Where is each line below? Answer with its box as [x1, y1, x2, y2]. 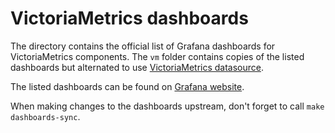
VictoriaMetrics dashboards [10, 7, 249, 30]
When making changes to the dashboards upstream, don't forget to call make [10, 100, 325, 112]
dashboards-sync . [10, 110, 81, 122]
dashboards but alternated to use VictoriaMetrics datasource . [10, 61, 265, 73]
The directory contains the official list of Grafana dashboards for [10, 40, 276, 52]
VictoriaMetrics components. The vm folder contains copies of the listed [10, 50, 305, 62]
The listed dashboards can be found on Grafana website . [10, 80, 245, 92]
